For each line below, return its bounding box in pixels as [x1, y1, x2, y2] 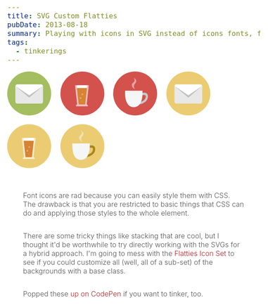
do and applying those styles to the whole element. [23, 208, 190, 218]
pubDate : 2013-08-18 [7, 20, 89, 30]
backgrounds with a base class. [23, 266, 126, 275]
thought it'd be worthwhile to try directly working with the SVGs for [23, 240, 240, 249]
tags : [7, 38, 29, 47]
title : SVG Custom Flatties [7, 11, 118, 20]
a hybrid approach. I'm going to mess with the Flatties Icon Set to [23, 249, 235, 258]
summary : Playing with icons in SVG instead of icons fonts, [7, 29, 253, 38]
